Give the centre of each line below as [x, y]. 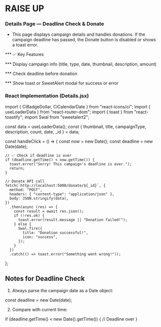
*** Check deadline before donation [41, 74]
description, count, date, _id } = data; [42, 132]
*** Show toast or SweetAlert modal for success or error [62, 83]
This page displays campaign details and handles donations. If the [79, 34]
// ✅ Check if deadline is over [38, 155]
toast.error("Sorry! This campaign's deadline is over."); [71, 164]
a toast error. [25, 45]
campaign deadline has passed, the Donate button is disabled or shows [84, 40]
